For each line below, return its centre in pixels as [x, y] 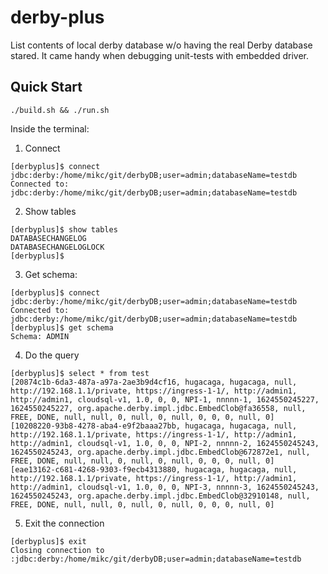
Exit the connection [64, 523]
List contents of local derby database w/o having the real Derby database [161, 45]
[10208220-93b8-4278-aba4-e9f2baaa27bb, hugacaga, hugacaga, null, [154, 426]
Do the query [52, 355]
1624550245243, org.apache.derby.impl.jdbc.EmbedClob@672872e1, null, [160, 452]
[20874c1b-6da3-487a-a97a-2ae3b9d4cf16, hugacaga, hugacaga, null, [154, 382]
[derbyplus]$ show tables [64, 229]
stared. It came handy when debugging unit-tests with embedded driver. [160, 55]
